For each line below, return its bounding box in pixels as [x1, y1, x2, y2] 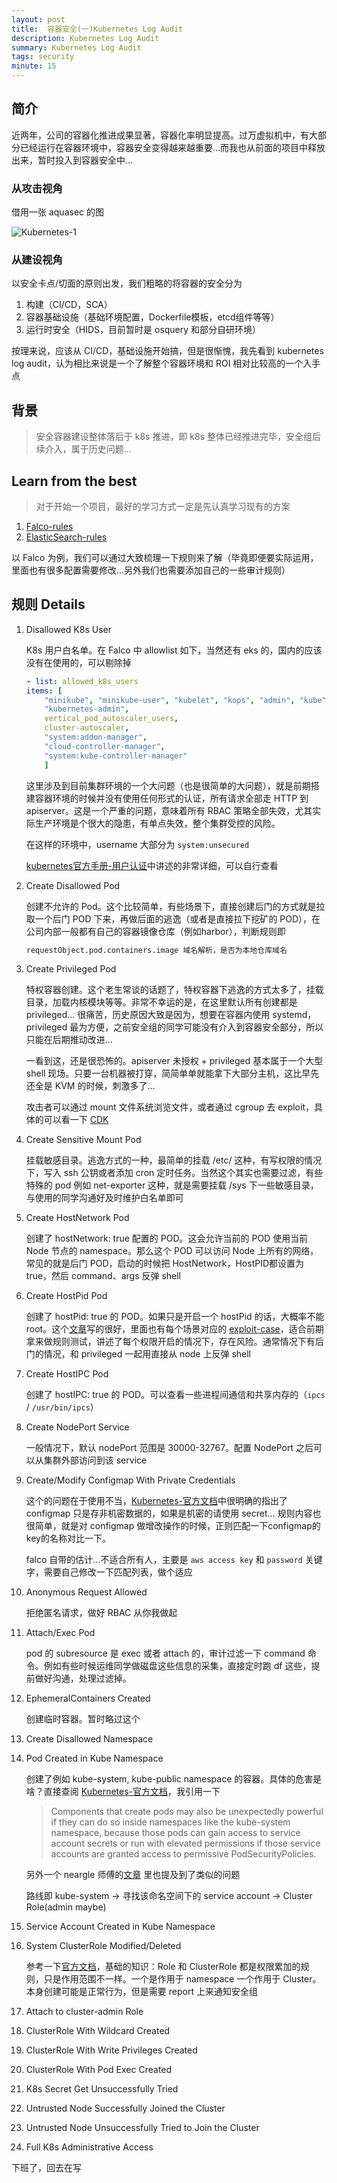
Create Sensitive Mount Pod [25, 1134, 142, 1146]
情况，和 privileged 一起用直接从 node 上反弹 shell [43, 1348, 251, 1360]
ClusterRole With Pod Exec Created [25, 2064, 173, 2076]
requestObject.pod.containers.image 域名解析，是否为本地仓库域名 [25, 945, 288, 955]
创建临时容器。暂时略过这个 [25, 1713, 141, 1725]
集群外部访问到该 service [43, 1454, 148, 1466]
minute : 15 [11, 61, 57, 71]
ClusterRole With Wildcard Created [25, 2025, 171, 2037]
